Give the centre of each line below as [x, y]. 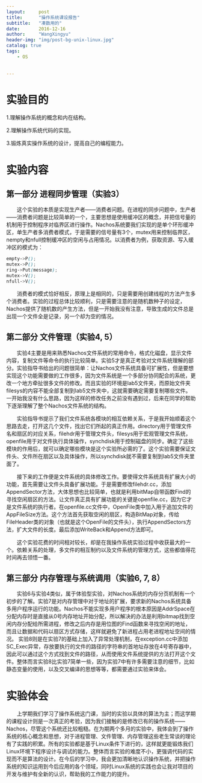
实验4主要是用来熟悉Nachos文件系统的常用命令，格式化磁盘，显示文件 [104, 353]
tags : [13, 51]
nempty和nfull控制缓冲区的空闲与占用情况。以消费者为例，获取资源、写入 [97, 240]
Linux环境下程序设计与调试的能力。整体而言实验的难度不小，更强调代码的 [97, 752]
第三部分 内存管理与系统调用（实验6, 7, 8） [85, 578]
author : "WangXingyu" [38, 34]
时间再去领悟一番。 [30, 557]
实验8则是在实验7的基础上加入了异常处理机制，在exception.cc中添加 [103, 639]
